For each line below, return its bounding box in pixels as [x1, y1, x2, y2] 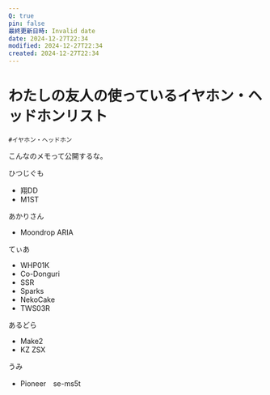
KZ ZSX [19, 345, 46, 355]
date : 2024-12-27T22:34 [8, 34, 89, 43]
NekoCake [19, 295, 55, 304]
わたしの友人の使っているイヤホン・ [8, 87, 248, 105]
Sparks [19, 286, 44, 295]
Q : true [8, 11, 35, 20]
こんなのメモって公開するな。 [8, 151, 108, 160]
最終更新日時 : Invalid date [8, 27, 95, 35]
